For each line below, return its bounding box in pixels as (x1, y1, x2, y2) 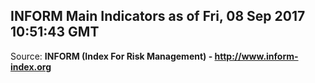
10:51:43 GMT (10, 24, 100, 41)
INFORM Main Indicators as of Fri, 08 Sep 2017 (10, 8, 306, 25)
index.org (10, 60, 52, 73)
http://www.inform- (214, 50, 299, 62)
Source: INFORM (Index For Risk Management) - (10, 50, 213, 62)
